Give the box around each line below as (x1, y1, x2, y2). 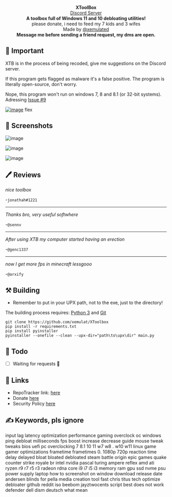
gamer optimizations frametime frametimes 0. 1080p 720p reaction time (5, 449, 157, 455)
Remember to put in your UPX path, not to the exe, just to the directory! (12, 299, 163, 306)
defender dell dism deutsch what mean (5, 487, 88, 493)
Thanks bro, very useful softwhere (5, 211, 78, 218)
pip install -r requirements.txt (5, 324, 77, 329)
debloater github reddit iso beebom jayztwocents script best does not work (5, 481, 164, 488)
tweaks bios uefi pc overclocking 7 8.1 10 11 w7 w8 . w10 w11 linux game (5, 443, 157, 449)
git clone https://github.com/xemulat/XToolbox (5, 319, 109, 325)
